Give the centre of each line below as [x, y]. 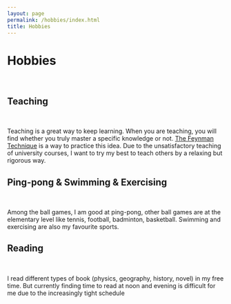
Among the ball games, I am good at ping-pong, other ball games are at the [114, 212]
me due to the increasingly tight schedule [66, 293]
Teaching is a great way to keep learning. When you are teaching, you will [112, 131]
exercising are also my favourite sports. [63, 226]
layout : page [26, 13]
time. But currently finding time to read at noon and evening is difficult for [111, 285]
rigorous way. [27, 161]
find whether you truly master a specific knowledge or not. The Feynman [110, 139]
